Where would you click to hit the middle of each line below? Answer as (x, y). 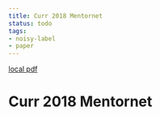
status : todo (30, 23)
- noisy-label (32, 38)
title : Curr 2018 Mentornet (56, 16)
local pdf (23, 69)
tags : (17, 31)
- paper (21, 46)
